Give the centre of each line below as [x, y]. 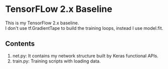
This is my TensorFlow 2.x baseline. [42, 23]
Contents [20, 44]
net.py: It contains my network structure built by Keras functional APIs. [86, 56]
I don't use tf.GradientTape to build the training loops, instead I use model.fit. [84, 28]
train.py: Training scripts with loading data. [57, 61]
